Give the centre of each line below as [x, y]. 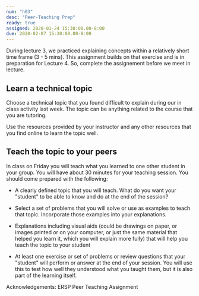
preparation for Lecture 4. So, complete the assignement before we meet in [99, 64]
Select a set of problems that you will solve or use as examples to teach [102, 208]
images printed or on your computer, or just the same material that [96, 232]
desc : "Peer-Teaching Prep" [41, 17]
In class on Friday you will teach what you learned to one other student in [96, 166]
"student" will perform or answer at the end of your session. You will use [104, 263]
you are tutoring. [26, 115]
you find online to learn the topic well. [52, 133]
